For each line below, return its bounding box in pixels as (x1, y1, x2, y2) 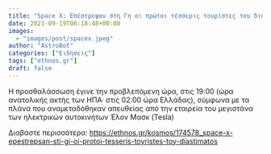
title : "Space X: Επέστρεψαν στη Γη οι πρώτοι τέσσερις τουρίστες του (8, 11, 251, 20)
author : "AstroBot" (8, 42, 74, 50)
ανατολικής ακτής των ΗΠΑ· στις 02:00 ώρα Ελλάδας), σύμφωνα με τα (8, 94, 250, 105)
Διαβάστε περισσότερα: (8, 127, 88, 137)
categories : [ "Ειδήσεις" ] (8, 49, 95, 57)
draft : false (8, 65, 52, 73)
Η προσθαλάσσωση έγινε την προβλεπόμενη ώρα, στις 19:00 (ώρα (8, 86, 234, 96)
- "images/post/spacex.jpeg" (15, 34, 114, 43)
